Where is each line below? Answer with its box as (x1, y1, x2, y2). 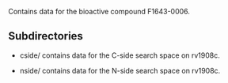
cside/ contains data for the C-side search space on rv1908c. (19, 51, 220, 60)
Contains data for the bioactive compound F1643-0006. (8, 7, 190, 16)
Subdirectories (8, 29, 83, 43)
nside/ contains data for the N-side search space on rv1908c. (19, 66, 221, 75)
